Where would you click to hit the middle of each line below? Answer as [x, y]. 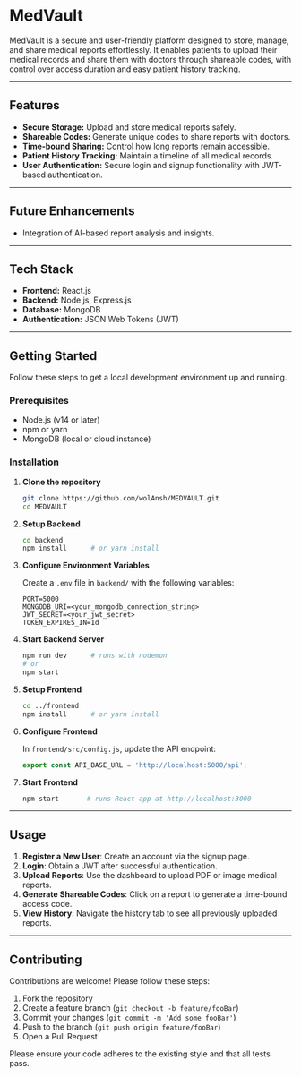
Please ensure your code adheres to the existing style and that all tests [140, 1054]
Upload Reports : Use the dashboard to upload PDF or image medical [150, 876]
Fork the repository [58, 998]
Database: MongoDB [61, 310]
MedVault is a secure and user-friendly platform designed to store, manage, [149, 40]
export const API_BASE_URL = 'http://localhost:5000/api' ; [135, 765]
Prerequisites [39, 401]
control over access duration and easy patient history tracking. [125, 69]
